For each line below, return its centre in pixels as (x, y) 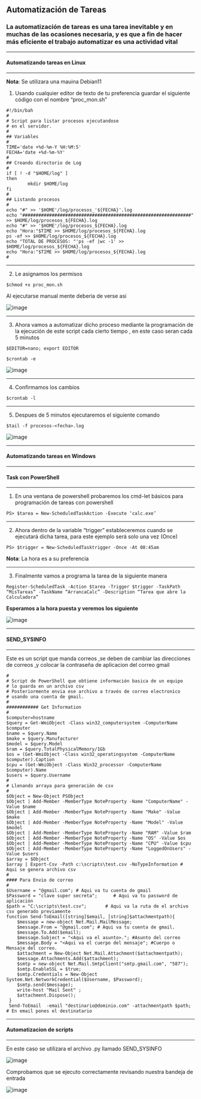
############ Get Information (44, 707)
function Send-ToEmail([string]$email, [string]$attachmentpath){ (91, 916)
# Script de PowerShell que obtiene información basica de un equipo (95, 681)
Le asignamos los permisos (48, 274)
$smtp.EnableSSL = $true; (49, 969)
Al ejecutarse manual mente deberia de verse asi (66, 296)
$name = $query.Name (32, 733)
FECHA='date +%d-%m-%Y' (36, 152)
